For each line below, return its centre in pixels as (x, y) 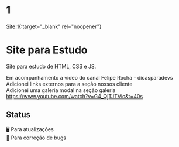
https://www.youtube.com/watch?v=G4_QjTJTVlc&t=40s (75, 96)
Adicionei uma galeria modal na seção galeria (61, 90)
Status (18, 115)
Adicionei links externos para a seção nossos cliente (69, 84)
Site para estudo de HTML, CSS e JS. (51, 66)
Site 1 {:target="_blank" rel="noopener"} (54, 26)
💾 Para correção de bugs (36, 138)
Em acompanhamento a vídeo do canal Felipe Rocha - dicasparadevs (89, 77)
